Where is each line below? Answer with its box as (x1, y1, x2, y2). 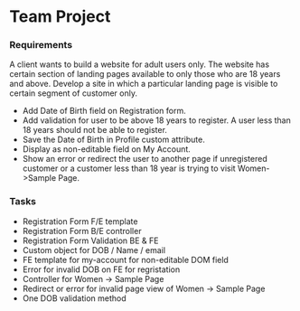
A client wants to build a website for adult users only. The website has (9, 59, 269, 70)
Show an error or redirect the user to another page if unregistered (22, 154, 268, 165)
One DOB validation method (22, 292, 127, 304)
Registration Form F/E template (22, 215, 138, 227)
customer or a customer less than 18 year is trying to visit (22, 163, 237, 174)
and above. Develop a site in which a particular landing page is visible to (9, 79, 278, 90)
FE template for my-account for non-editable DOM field (22, 254, 229, 265)
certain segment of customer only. (9, 88, 138, 99)
